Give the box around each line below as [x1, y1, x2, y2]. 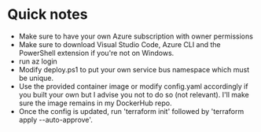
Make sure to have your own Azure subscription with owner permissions [18, 31, 253, 41]
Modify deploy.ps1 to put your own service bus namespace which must [18, 64, 249, 74]
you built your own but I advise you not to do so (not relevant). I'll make [18, 90, 249, 99]
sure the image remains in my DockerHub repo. [18, 98, 172, 108]
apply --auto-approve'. [18, 115, 94, 124]
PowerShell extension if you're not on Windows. [18, 48, 175, 57]
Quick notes [7, 5, 88, 24]
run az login [18, 57, 58, 66]
